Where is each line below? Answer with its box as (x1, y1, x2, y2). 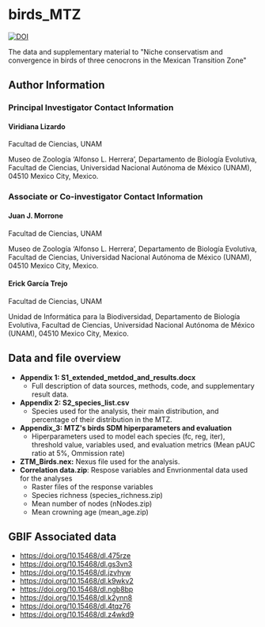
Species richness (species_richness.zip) (31, 490, 164, 500)
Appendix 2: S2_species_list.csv (19, 397, 130, 407)
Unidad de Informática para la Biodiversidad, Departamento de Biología (8, 311, 240, 321)
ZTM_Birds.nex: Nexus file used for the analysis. (19, 457, 180, 466)
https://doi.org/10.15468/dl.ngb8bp (19, 584, 134, 595)
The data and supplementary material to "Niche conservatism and (8, 47, 223, 56)
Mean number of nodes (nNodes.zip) (31, 499, 153, 508)
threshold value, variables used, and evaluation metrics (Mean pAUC (31, 439, 256, 449)
